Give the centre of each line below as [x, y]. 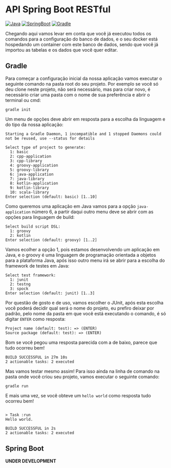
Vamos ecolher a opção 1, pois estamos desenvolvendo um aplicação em [83, 249]
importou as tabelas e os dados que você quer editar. [62, 50]
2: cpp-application [31, 156]
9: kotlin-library [30, 188]
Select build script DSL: [33, 227]
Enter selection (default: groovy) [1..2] [51, 240]
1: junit [19, 280]
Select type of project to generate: [46, 147]
